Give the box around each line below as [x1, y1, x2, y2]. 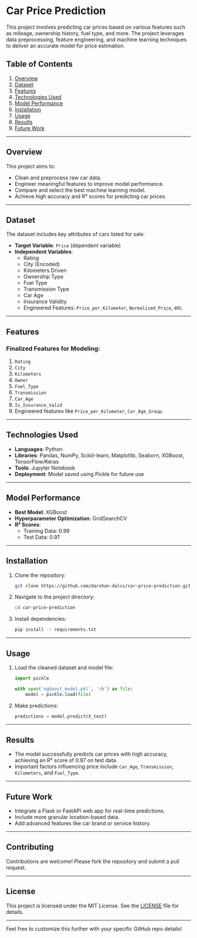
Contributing [6, 842, 54, 852]
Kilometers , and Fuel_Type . [14, 769, 80, 776]
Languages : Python [14, 446, 63, 453]
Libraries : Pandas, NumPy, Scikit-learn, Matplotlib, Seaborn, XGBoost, [14, 451, 185, 458]
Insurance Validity [23, 298, 67, 305]
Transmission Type [23, 286, 69, 293]
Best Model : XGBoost [14, 508, 67, 515]
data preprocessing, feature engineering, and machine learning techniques [6, 36, 187, 43]
